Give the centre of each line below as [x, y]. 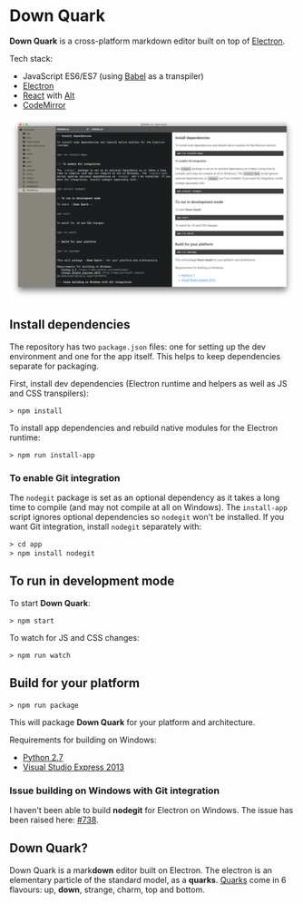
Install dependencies [70, 324]
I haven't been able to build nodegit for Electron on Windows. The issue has [151, 810]
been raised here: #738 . [54, 820]
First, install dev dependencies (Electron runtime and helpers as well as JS [148, 383]
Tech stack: [31, 58]
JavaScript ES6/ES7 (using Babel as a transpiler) [113, 76]
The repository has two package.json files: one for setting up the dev [137, 347]
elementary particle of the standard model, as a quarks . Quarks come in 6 [148, 879]
